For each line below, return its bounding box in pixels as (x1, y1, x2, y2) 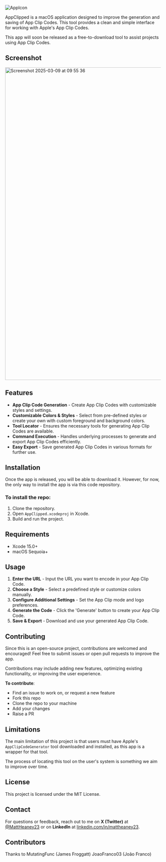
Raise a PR (12, 711, 35, 717)
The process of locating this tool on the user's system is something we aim (5, 758, 158, 764)
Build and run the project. (12, 516, 64, 521)
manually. (12, 592, 32, 598)
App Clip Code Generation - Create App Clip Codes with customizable (12, 402, 157, 408)
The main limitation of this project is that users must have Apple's (5, 738, 138, 744)
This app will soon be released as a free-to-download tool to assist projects (5, 35, 159, 40)
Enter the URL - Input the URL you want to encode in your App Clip (12, 576, 149, 582)
